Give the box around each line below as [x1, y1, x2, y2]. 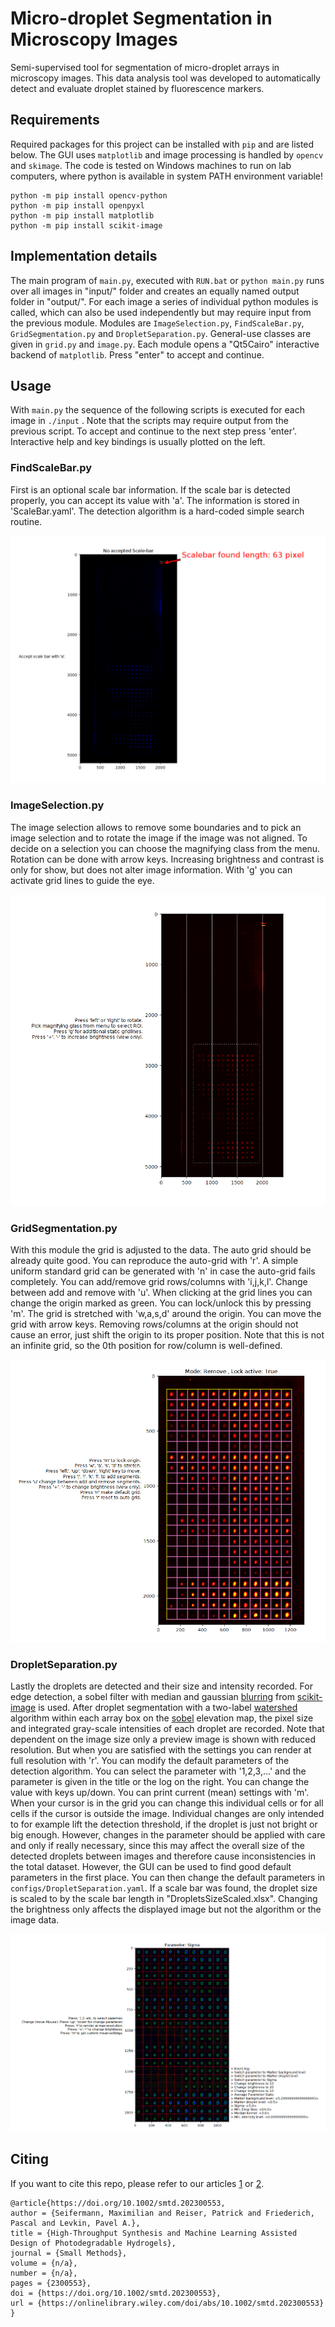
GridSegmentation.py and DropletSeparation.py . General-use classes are [10, 327, 312, 339]
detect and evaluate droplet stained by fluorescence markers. [10, 82, 265, 94]
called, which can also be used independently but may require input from [10, 306, 312, 318]
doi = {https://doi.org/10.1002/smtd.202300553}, [10, 2288, 222, 2298]
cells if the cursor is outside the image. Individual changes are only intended [10, 1808, 325, 1820]
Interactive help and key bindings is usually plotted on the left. [10, 436, 266, 448]
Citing [10, 2151, 49, 2168]
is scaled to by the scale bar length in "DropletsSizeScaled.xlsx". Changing [10, 1893, 318, 1905]
